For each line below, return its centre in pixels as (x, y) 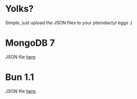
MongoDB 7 (30, 43)
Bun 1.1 (20, 77)
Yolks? (19, 9)
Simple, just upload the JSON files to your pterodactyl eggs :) (69, 23)
